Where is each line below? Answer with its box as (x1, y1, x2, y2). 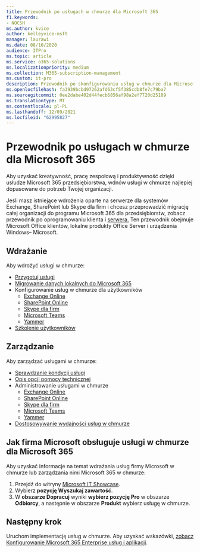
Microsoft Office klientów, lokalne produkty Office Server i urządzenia (6, 222, 177, 230)
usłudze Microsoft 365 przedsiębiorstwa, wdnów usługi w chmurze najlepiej (6, 179, 193, 186)
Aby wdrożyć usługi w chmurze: (6, 262, 85, 269)
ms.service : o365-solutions (6, 59, 76, 65)
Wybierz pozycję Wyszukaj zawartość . (14, 487, 113, 494)
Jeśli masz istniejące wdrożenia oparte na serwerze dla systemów (6, 197, 168, 204)
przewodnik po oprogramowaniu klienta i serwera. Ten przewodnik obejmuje (6, 216, 194, 223)
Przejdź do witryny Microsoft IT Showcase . (14, 480, 121, 487)
